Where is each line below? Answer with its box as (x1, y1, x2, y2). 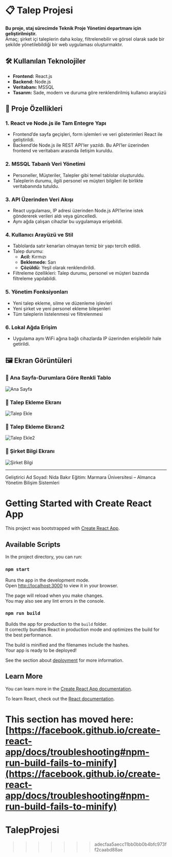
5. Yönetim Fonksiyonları (5, 288, 68, 295)
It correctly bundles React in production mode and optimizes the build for (5, 626, 160, 632)
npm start (5, 567, 30, 572)
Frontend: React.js (12, 73, 53, 79)
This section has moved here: (5, 713, 134, 725)
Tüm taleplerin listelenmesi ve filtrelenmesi (12, 311, 103, 317)
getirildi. (12, 341, 30, 347)
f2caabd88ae (94, 846, 123, 852)
